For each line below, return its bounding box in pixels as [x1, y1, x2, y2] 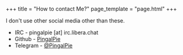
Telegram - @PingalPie [14, 42, 73, 49]
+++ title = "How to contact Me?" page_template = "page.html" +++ [6, 5, 177, 12]
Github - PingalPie [14, 35, 61, 42]
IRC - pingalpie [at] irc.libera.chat [14, 29, 99, 36]
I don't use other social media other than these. [6, 17, 125, 24]
